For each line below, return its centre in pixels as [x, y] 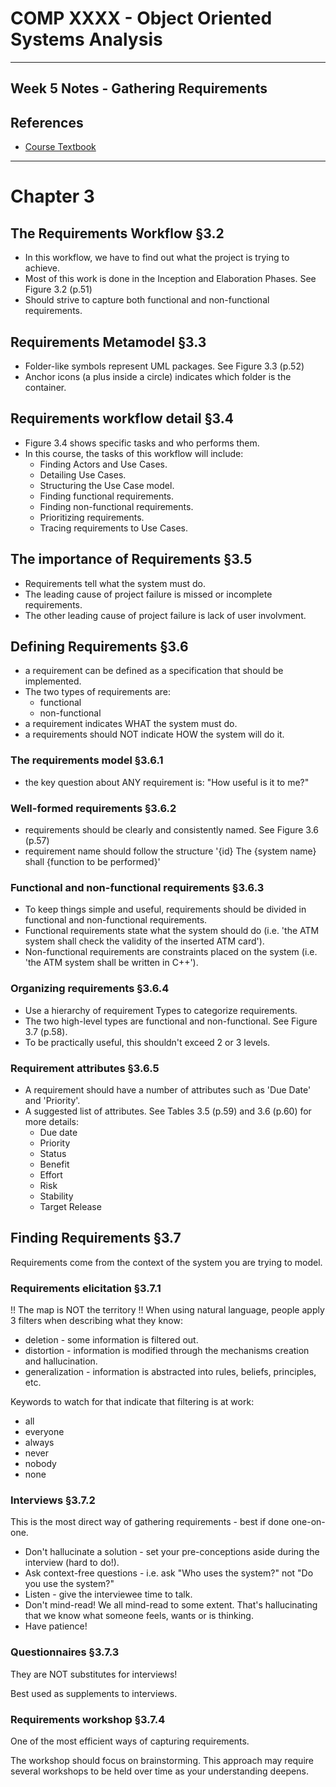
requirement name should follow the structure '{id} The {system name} [170, 851]
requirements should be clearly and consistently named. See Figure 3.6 [172, 829]
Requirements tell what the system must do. [115, 583]
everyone [44, 1431]
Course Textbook [60, 147]
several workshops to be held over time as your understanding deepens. [159, 1771]
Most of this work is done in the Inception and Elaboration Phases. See [170, 279]
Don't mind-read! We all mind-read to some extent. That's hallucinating [171, 1605]
